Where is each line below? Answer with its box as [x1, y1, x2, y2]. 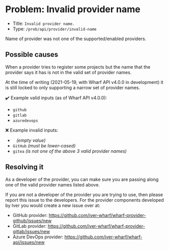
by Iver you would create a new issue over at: [5, 202, 101, 208]
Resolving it [5, 163, 44, 171]
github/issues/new [12, 217, 52, 224]
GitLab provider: [12, 223, 47, 229]
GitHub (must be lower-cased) [12, 142, 76, 148]
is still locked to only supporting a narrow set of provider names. [5, 84, 140, 90]
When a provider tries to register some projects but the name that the [5, 64, 151, 70]
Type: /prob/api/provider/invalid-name [12, 25, 97, 32]
